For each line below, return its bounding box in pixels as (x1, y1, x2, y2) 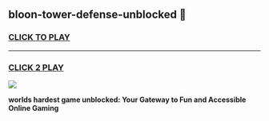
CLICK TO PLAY (8, 32, 70, 43)
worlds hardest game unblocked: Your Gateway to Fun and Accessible (8, 95, 247, 104)
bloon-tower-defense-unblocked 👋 (8, 8, 187, 21)
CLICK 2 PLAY (8, 61, 64, 72)
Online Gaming (8, 103, 59, 112)
